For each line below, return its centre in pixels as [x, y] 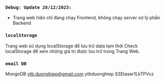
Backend [22, 23]
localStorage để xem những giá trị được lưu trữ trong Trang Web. [73, 51]
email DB [16, 63]
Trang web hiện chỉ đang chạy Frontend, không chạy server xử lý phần [86, 18]
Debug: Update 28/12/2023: [38, 7]
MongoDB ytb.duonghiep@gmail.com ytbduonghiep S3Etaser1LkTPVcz [79, 74]
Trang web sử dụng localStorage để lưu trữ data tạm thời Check [72, 46]
